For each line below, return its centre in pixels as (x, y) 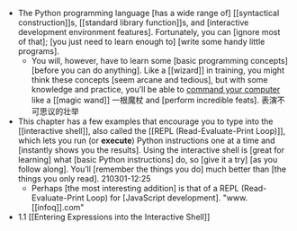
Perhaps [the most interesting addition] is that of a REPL (135, 188)
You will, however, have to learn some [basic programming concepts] (159, 61)
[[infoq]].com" (58, 207)
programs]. (39, 51)
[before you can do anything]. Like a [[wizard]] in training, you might (158, 70)
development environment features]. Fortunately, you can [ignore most (149, 32)
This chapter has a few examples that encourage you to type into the (145, 121)
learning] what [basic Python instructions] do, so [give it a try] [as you (148, 160)
